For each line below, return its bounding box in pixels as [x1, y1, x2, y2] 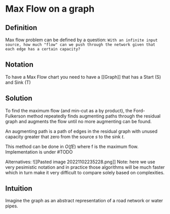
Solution [5, 94, 32, 103]
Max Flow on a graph [5, 3, 95, 15]
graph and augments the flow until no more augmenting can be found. [5, 118, 152, 125]
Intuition [5, 184, 32, 193]
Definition [5, 23, 37, 32]
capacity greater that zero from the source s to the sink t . [5, 133, 125, 140]
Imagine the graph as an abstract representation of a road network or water [5, 198, 163, 204]
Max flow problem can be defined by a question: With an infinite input [5, 37, 158, 43]
